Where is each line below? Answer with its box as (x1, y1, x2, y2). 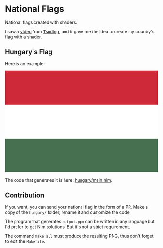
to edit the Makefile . (5, 238, 45, 244)
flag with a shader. (5, 34, 42, 40)
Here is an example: (5, 61, 45, 66)
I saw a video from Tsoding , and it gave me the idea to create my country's (5, 29, 155, 34)
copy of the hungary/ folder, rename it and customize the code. (5, 209, 131, 215)
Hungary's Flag (5, 48, 52, 56)
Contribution (5, 191, 45, 200)
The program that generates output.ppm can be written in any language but (5, 218, 155, 224)
